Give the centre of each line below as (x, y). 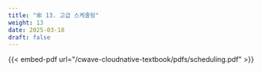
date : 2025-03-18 (36, 30)
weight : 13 (26, 23)
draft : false (29, 37)
